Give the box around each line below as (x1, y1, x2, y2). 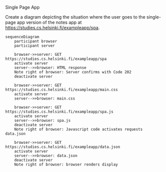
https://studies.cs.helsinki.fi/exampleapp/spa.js (5, 109, 114, 114)
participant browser (14, 39, 57, 44)
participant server (14, 43, 55, 48)
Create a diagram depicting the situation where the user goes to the (5, 14, 146, 20)
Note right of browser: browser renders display (14, 162, 118, 167)
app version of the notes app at (17, 20, 82, 25)
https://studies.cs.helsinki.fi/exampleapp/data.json (5, 144, 121, 149)
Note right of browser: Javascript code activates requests (14, 127, 143, 132)
